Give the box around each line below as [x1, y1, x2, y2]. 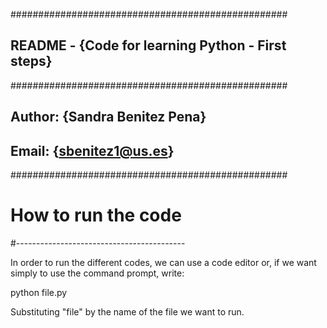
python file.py [10, 286, 68, 298]
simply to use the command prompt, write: [10, 267, 185, 279]
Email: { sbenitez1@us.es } [10, 142, 175, 159]
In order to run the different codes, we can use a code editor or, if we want [10, 256, 317, 268]
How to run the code [10, 204, 182, 227]
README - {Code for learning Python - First [10, 37, 287, 54]
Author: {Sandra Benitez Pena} [10, 109, 207, 126]
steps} [10, 53, 53, 70]
